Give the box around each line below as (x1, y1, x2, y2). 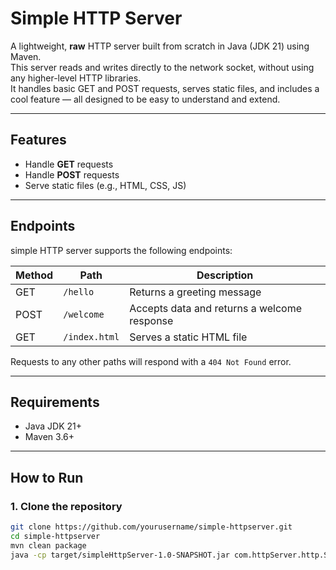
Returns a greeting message (129, 285, 262, 299)
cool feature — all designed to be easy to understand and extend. (10, 93, 281, 105)
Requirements (10, 393, 100, 411)
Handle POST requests (24, 168, 120, 181)
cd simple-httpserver (10, 531, 101, 541)
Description (196, 268, 254, 282)
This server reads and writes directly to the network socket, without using (10, 61, 315, 73)
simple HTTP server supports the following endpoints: (10, 244, 233, 256)
